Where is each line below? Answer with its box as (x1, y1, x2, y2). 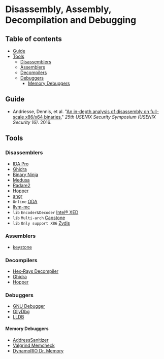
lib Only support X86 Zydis (12, 220, 70, 226)
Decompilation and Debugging (5, 14, 137, 26)
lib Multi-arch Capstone (12, 214, 65, 221)
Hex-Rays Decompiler (12, 268, 59, 274)
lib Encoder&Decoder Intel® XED (12, 209, 79, 215)
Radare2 (12, 182, 30, 188)
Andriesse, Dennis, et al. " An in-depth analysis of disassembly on (12, 108, 149, 115)
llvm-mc (12, 204, 30, 210)
